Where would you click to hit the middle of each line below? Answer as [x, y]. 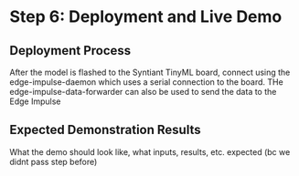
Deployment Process [70, 51]
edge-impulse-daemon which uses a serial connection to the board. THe [146, 82]
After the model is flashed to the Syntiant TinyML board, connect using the [150, 72]
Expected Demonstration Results [105, 130]
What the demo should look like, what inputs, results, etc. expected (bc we [150, 151]
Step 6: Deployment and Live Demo [146, 17]
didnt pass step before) [53, 161]
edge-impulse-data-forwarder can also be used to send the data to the [143, 92]
